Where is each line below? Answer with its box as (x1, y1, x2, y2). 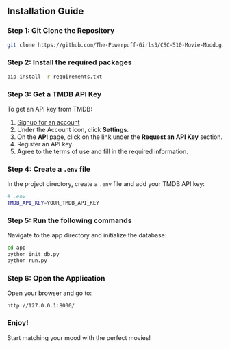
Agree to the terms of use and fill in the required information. (16, 147, 188, 156)
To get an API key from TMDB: (7, 105, 92, 114)
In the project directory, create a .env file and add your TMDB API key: (7, 180, 205, 188)
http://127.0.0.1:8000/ (7, 302, 75, 309)
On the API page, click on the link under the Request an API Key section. (16, 133, 223, 141)
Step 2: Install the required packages (7, 57, 132, 67)
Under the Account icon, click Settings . (16, 126, 129, 134)
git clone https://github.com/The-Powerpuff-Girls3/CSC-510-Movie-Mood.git (7, 41, 228, 49)
